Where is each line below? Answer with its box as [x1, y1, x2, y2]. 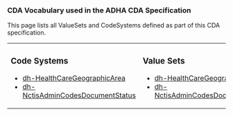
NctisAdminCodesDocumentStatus [22, 90, 137, 100]
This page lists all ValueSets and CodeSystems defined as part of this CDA [7, 21, 221, 30]
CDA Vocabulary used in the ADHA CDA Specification [7, 6, 192, 15]
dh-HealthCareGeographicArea [22, 73, 126, 83]
